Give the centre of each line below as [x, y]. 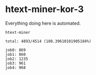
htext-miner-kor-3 [44, 9]
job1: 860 [16, 54]
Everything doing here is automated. [43, 23]
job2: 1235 [17, 59]
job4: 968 [16, 67]
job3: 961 [16, 63]
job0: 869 [16, 50]
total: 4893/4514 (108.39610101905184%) [49, 41]
